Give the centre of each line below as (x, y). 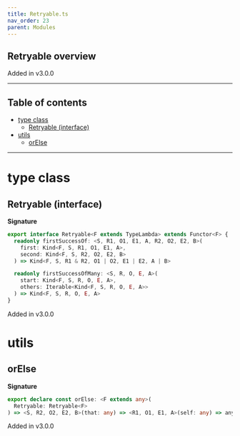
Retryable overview (52, 56)
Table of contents (47, 102)
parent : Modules (31, 27)
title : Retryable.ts (38, 14)
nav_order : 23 (29, 21)
